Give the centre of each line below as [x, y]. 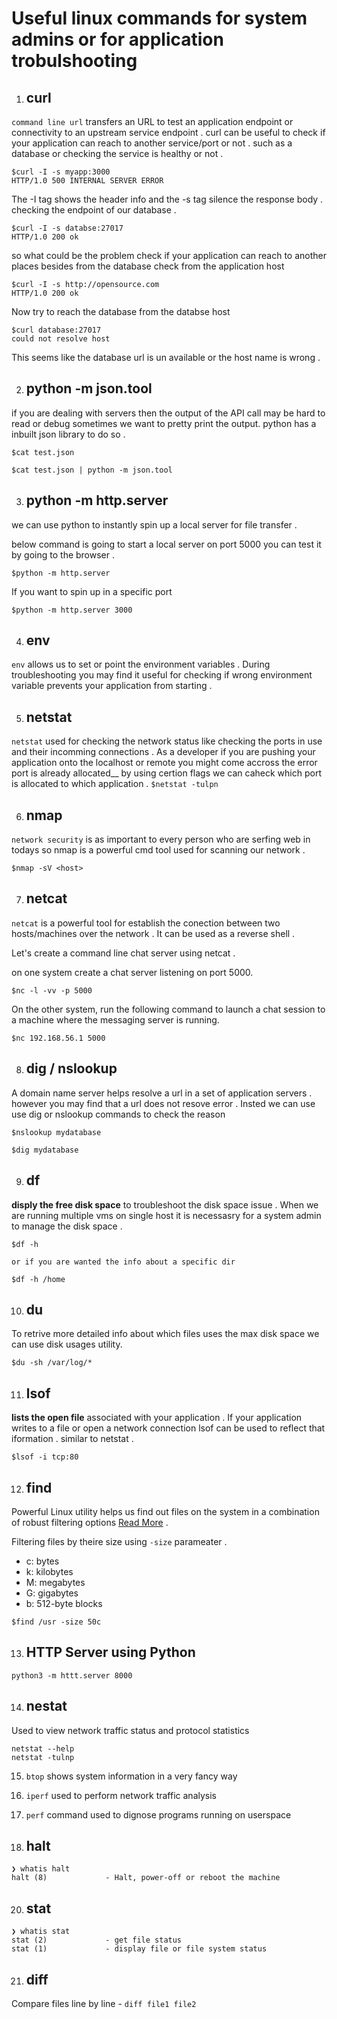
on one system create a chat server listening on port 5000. [132, 972]
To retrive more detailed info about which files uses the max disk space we [165, 1334]
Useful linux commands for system [159, 18]
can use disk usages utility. [67, 1344]
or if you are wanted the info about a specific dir [123, 1262]
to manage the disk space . [67, 1226]
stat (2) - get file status [97, 1940]
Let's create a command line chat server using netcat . [123, 953]
